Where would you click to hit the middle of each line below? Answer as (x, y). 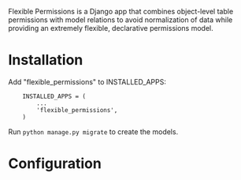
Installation (46, 60)
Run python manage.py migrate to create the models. (93, 131)
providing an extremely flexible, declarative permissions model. (111, 28)
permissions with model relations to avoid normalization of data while (120, 20)
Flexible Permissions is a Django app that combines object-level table (121, 11)
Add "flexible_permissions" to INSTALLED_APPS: (87, 81)
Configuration (55, 164)
